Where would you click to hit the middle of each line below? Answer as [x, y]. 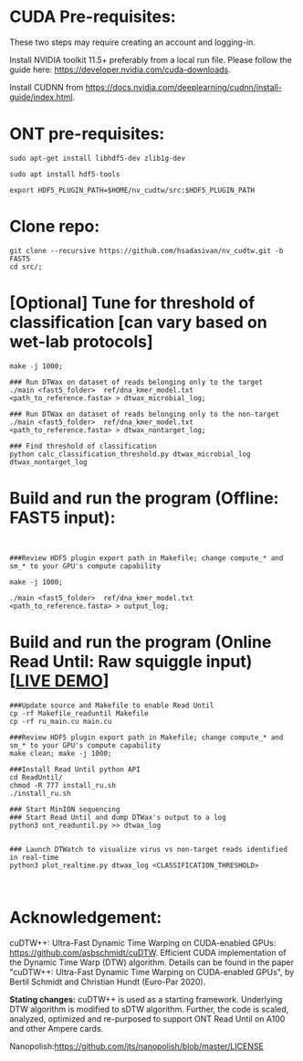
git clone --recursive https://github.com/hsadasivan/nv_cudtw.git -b [146, 250]
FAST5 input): [63, 517]
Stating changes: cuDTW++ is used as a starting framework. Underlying [146, 999]
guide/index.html [41, 97]
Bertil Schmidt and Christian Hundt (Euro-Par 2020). [108, 981]
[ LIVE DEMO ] [59, 680]
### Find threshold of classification [83, 446]
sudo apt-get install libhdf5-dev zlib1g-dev [97, 158]
